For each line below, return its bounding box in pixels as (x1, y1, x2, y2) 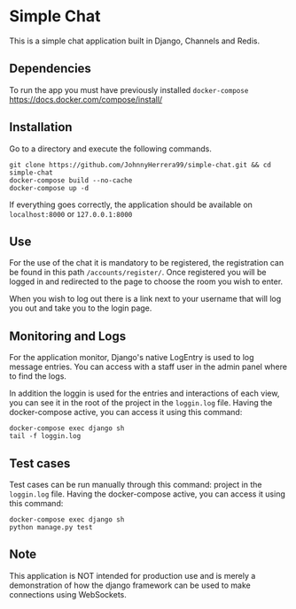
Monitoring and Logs (9, 328, 127, 343)
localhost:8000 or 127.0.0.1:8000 (9, 208, 133, 219)
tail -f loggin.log (9, 432, 82, 441)
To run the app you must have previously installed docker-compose (9, 84, 249, 95)
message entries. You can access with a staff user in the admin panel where (9, 361, 288, 373)
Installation (9, 119, 73, 135)
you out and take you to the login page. (9, 303, 152, 313)
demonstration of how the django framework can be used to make (9, 580, 251, 590)
